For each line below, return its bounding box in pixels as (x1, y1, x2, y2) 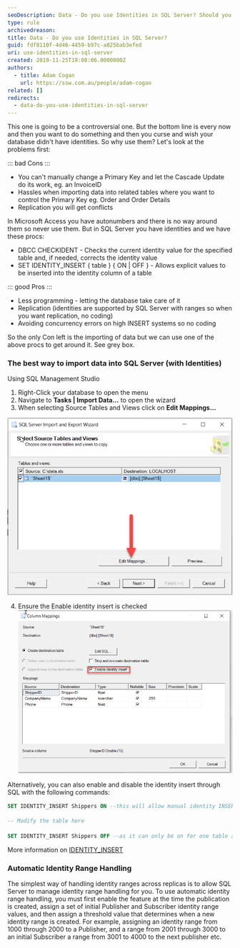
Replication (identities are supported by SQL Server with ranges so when (17, 304, 232, 313)
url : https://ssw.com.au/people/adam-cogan (20, 79, 152, 86)
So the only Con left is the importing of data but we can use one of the (7, 333, 214, 342)
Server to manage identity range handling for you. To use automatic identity (7, 887, 230, 896)
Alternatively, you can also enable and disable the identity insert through (7, 780, 221, 789)
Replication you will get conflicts (17, 203, 114, 212)
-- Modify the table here (7, 817, 84, 825)
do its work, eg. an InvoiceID (17, 181, 102, 189)
